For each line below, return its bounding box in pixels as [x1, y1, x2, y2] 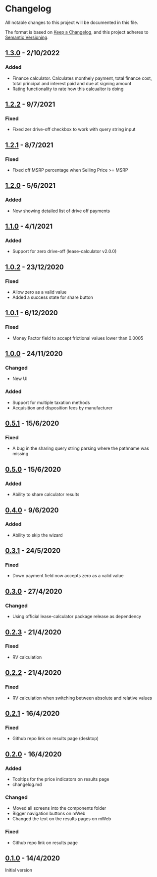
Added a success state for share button [12, 294, 93, 300]
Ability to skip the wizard [12, 532, 63, 538]
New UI [12, 376, 28, 381]
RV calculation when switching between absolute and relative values [12, 695, 153, 701]
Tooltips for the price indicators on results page [12, 776, 110, 782]
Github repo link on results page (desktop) [12, 736, 99, 742]
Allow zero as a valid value [12, 289, 67, 295]
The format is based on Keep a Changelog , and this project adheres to [5, 29, 149, 35]
